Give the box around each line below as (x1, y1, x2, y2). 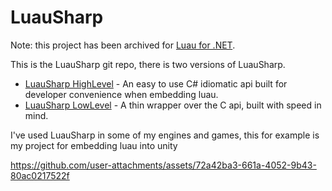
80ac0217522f (10, 169, 70, 181)
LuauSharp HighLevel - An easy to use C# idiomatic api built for (24, 77, 288, 90)
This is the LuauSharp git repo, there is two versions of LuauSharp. (10, 58, 286, 70)
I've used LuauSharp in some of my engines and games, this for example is (10, 129, 320, 141)
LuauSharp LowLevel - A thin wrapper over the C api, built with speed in (24, 99, 322, 111)
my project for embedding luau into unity (10, 139, 178, 151)
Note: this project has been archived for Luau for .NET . (10, 39, 236, 51)
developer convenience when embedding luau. (24, 88, 219, 100)
